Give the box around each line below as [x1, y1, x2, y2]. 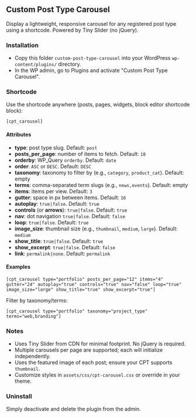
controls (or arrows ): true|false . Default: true [14, 206, 128, 213]
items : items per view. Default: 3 [14, 188, 92, 195]
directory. [58, 61, 82, 68]
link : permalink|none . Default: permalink [14, 250, 111, 257]
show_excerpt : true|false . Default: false [14, 243, 116, 251]
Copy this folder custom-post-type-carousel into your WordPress [14, 55, 171, 62]
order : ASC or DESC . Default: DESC [14, 162, 92, 169]
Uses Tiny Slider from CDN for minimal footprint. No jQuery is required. [14, 340, 186, 348]
